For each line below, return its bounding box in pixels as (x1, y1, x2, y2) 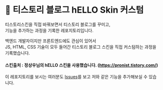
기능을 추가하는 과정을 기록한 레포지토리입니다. (5, 27, 94, 33)
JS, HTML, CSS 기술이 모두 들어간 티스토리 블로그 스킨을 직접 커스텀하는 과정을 (5, 44, 157, 50)
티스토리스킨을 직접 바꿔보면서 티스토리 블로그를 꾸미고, (5, 21, 110, 27)
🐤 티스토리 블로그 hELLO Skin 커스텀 (5, 4, 144, 16)
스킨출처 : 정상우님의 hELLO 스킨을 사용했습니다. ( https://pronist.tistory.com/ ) (5, 62, 158, 68)
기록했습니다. (5, 50, 30, 56)
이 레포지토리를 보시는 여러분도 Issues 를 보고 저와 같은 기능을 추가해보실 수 (5, 74, 148, 80)
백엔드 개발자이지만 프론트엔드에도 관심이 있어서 (5, 37, 96, 44)
